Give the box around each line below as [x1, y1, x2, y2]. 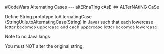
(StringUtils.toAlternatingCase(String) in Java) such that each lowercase [5, 19, 154, 25]
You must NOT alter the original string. [5, 43, 84, 49]
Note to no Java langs [5, 34, 50, 39]
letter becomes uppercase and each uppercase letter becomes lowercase [5, 24, 157, 30]
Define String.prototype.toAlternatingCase [5, 14, 92, 19]
